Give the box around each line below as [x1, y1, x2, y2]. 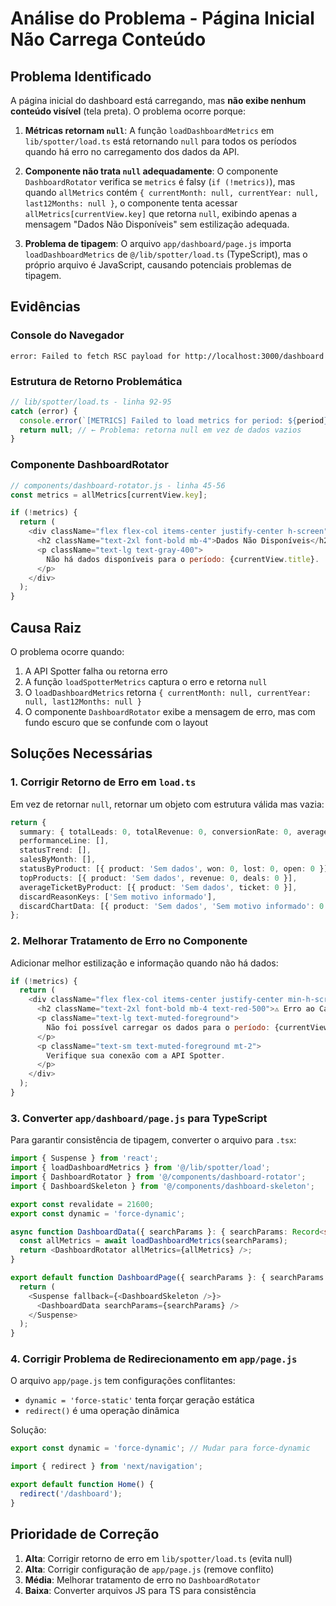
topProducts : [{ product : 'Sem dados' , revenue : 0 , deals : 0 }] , [19, 873, 298, 883]
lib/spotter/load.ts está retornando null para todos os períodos [24, 135, 297, 147]
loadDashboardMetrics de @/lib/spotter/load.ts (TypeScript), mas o [24, 248, 308, 260]
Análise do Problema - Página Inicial [10, 7, 315, 30]
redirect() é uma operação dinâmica [24, 1405, 180, 1417]
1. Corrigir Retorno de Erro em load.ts [10, 775, 197, 789]
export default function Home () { [10, 1480, 155, 1490]
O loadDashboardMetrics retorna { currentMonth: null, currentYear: [24, 686, 312, 698]
